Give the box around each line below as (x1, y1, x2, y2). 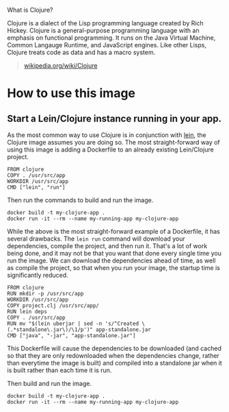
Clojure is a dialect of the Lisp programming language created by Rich (7, 19, 204, 27)
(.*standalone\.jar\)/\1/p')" (7, 326, 94, 333)
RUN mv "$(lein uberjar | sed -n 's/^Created (7, 320, 139, 327)
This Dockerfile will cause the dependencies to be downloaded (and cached (7, 344, 222, 352)
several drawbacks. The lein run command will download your (7, 234, 186, 243)
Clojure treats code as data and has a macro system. (7, 48, 156, 56)
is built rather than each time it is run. (7, 366, 112, 374)
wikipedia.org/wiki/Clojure (23, 62, 98, 69)
